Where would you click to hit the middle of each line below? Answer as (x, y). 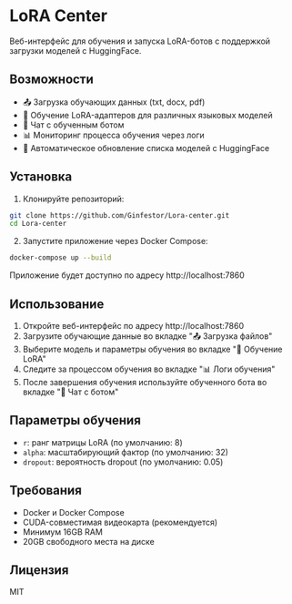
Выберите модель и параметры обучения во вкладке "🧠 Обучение (152, 349)
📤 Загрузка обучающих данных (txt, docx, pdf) (114, 102)
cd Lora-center (38, 224)
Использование (57, 304)
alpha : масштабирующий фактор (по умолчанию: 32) (126, 452)
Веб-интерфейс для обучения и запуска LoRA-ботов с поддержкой (140, 41)
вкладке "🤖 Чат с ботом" (70, 392)
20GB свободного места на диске (88, 541)
